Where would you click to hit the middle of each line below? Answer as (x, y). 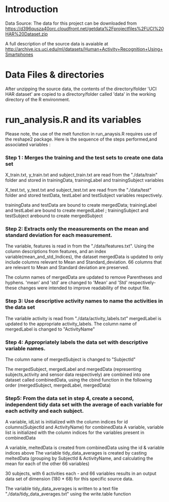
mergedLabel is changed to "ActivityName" (50, 329)
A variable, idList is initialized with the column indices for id (67, 422)
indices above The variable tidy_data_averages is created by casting (76, 453)
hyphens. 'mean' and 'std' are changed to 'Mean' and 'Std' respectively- (81, 283)
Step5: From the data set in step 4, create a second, (70, 398)
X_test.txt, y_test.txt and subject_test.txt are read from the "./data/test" (78, 190)
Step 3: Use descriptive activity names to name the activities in (84, 301)
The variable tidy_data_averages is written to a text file (62, 489)
